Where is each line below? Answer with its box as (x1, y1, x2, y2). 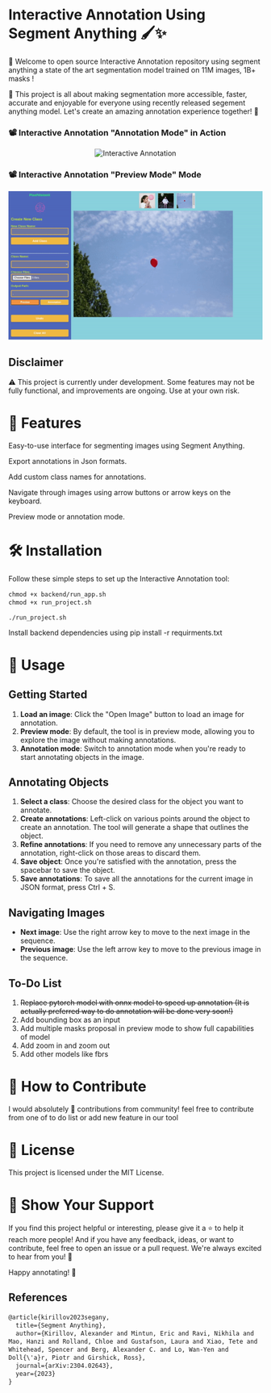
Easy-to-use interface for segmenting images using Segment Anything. (8, 440, 245, 450)
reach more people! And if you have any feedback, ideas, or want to (8, 1234, 234, 1244)
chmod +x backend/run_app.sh (8, 590, 106, 598)
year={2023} (15, 1370, 56, 1378)
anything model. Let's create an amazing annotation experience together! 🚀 (8, 106, 260, 116)
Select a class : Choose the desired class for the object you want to (19, 797, 244, 807)
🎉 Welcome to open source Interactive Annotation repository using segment (8, 56, 261, 66)
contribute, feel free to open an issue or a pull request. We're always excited (8, 1243, 262, 1253)
